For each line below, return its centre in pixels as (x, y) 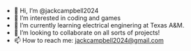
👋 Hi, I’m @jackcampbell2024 (56, 11)
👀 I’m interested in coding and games (67, 18)
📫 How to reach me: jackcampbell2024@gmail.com (89, 40)
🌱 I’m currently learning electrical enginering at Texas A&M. (99, 25)
